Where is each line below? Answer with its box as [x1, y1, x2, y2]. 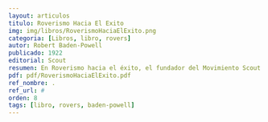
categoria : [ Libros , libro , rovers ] [8, 34, 131, 43]
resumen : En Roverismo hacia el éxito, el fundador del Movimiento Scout [8, 64, 262, 72]
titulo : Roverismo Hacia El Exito [8, 19, 125, 27]
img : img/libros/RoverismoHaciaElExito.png [8, 26, 157, 35]
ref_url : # [8, 86, 45, 95]
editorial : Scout [8, 57, 67, 65]
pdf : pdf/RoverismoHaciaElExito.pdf [8, 71, 131, 79]
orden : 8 [8, 94, 38, 102]
